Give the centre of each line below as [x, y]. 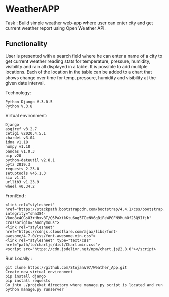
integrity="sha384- [26, 214]
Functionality [26, 44]
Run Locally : [19, 258]
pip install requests [28, 281]
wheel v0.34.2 [20, 186]
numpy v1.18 [18, 146]
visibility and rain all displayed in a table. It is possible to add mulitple [76, 66]
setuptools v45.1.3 [26, 173]
